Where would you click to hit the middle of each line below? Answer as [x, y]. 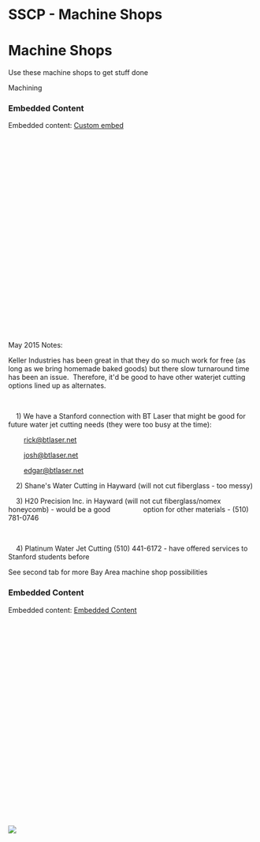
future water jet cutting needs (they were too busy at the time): [110, 425]
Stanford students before [49, 557]
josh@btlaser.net [51, 455]
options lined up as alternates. [57, 385]
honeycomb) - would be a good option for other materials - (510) [129, 509]
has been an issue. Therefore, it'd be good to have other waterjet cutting [127, 378]
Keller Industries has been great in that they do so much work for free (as [127, 360]
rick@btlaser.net [50, 440]
